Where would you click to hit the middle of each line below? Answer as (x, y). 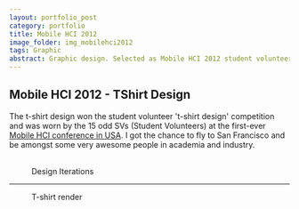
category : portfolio (48, 26)
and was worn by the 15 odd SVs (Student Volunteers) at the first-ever (137, 125)
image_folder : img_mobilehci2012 (71, 42)
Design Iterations (63, 171)
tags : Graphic (36, 51)
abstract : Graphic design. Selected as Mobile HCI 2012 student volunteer (151, 59)
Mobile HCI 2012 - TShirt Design (100, 95)
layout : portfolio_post (53, 17)
